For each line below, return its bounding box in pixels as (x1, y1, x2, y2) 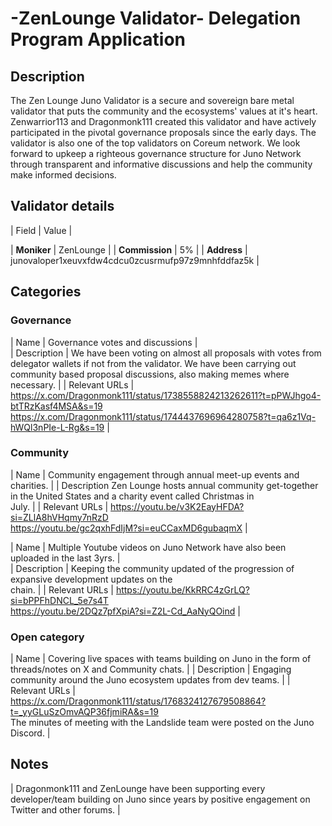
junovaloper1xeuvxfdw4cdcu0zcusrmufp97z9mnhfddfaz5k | (10, 254, 260, 266)
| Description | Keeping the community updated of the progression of (10, 562, 295, 574)
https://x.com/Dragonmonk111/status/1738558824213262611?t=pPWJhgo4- (10, 389, 322, 401)
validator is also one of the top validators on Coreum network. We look (10, 137, 301, 149)
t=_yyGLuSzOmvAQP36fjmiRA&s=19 (10, 706, 159, 718)
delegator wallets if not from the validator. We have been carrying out (10, 357, 297, 369)
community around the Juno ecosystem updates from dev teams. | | (10, 674, 291, 686)
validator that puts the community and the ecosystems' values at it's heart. (10, 105, 318, 117)
